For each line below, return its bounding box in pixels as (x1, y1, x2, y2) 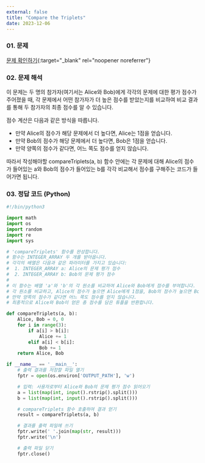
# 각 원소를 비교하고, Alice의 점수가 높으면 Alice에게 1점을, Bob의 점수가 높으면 (6, 288, 192, 295)
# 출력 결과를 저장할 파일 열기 (17, 367, 84, 373)
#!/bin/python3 (6, 204, 45, 210)
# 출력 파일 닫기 (17, 445, 54, 451)
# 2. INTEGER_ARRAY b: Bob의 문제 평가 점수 (6, 271, 115, 278)
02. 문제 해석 (6, 73, 43, 82)
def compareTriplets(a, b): (6, 310, 78, 317)
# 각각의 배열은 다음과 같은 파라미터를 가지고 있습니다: (6, 260, 128, 266)
